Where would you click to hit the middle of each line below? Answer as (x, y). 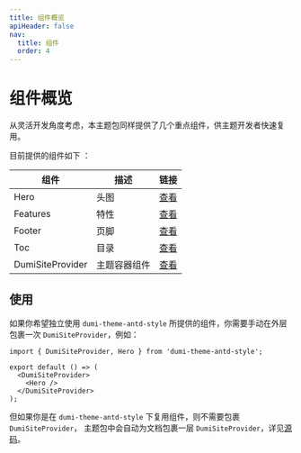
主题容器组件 (123, 265)
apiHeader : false (42, 26)
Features (32, 214)
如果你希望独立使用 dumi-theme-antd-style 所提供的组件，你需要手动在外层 (148, 323)
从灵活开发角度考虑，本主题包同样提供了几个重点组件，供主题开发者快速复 (147, 125)
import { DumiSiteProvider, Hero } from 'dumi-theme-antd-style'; (136, 351)
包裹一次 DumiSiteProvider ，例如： (74, 334)
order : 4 (34, 51)
